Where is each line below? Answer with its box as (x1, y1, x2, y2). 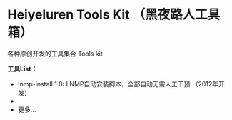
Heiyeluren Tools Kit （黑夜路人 (7, 6, 196, 23)
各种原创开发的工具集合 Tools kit (7, 49, 104, 58)
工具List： (7, 64, 38, 73)
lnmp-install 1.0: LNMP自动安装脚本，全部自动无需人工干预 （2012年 (17, 79, 219, 88)
